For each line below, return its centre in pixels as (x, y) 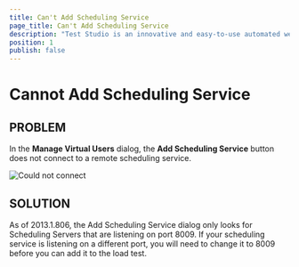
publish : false (37, 51)
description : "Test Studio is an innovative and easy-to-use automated (145, 34)
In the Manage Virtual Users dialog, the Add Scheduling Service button (142, 149)
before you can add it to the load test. (78, 253)
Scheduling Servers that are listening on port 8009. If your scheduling (137, 234)
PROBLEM (38, 127)
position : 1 (31, 42)
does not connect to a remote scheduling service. (100, 158)
